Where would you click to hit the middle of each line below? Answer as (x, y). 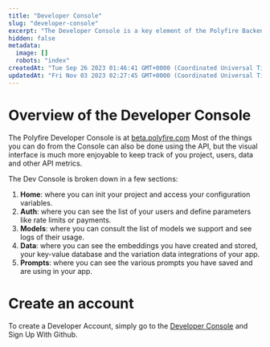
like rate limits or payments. (65, 220)
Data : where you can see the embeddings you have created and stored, (139, 245)
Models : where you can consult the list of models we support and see (136, 228)
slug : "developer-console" (53, 23)
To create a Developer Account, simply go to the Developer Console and (128, 325)
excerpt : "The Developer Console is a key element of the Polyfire (124, 31)
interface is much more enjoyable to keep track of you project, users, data (131, 154)
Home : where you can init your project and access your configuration (135, 194)
